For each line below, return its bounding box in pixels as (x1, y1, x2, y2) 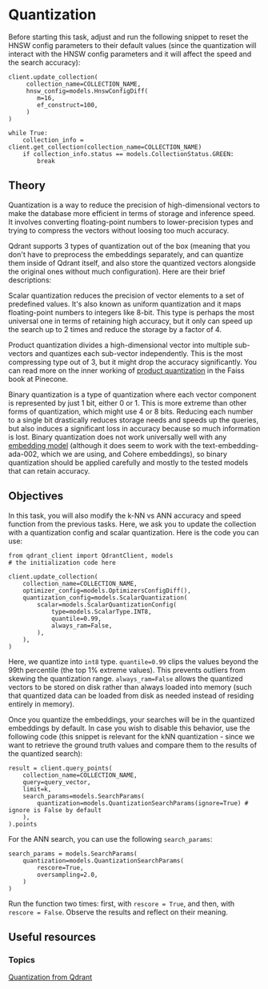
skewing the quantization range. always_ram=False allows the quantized (8, 674, 243, 683)
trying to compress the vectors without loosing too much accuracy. (8, 226, 230, 235)
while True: (8, 129, 48, 137)
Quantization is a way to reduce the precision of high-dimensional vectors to (8, 200, 260, 210)
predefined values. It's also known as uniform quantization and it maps (8, 298, 242, 309)
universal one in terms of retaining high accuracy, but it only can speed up (8, 316, 254, 326)
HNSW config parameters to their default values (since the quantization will (8, 40, 257, 50)
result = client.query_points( (8, 764, 113, 772)
